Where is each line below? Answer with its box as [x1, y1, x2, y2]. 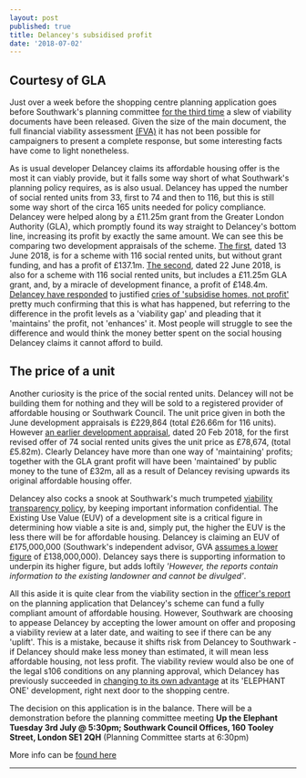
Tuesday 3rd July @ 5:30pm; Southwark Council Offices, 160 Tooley [9, 721, 274, 732]
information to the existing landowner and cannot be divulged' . [9, 570, 247, 581]
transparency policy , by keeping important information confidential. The [9, 503, 279, 513]
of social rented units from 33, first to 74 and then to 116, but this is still [9, 192, 275, 203]
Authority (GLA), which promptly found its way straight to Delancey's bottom [9, 221, 297, 233]
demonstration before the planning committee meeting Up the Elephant [9, 712, 278, 723]
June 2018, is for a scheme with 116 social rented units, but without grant [9, 250, 282, 261]
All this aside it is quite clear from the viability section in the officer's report [9, 587, 291, 598]
